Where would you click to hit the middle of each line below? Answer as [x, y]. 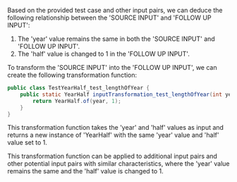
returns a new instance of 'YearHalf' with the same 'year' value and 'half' [113, 135]
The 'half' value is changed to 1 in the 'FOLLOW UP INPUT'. [104, 54]
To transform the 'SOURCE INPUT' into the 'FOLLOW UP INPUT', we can [112, 67]
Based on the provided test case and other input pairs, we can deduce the [115, 10]
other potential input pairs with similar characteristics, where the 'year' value [119, 164]
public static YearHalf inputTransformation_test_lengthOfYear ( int [121, 95]
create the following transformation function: [72, 75]
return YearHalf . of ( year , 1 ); [77, 101]
